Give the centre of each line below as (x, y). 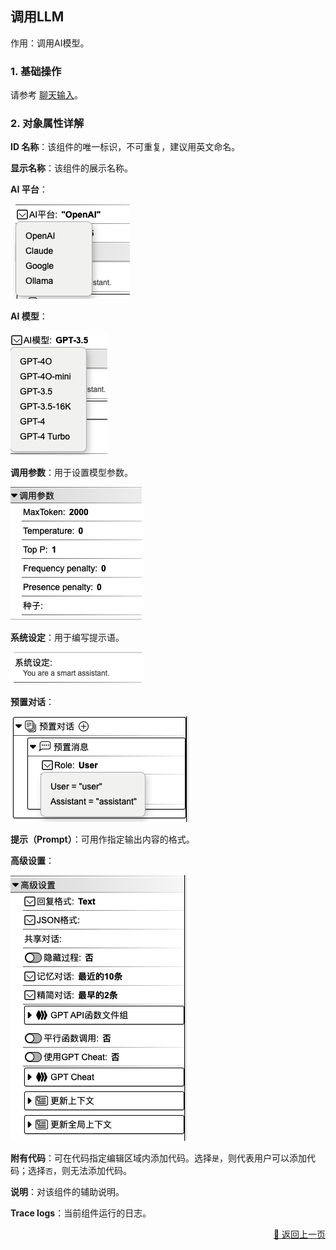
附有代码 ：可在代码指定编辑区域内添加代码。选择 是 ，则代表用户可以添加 (158, 1158)
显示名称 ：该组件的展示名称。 (71, 168)
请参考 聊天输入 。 (46, 95)
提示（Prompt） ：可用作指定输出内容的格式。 (102, 839)
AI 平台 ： (29, 189)
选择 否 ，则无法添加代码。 (79, 1171)
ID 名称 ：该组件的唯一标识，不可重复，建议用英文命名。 (125, 147)
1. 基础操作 (36, 71)
